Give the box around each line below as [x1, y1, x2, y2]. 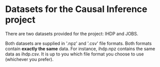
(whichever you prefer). [5, 56, 54, 62]
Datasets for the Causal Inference [5, 3, 148, 15]
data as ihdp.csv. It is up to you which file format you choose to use [5, 51, 144, 57]
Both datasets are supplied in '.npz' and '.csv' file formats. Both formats [5, 40, 152, 46]
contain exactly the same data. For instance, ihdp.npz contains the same [5, 45, 156, 51]
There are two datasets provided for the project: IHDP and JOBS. [5, 30, 139, 36]
